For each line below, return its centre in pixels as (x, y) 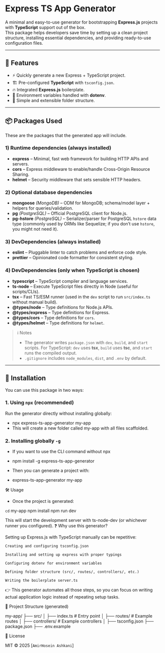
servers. (21, 164)
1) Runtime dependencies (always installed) (58, 148)
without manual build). (35, 302)
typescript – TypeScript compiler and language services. (70, 281)
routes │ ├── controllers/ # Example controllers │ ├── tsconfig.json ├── (79, 621)
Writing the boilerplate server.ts (41, 581)
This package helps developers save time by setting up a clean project (77, 32)
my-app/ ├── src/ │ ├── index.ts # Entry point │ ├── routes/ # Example (79, 616)
